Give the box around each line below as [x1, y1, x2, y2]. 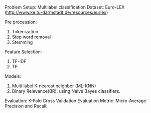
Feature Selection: [4, 49, 42, 55]
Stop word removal [11, 34, 51, 40]
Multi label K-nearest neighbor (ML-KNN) [11, 83, 96, 89]
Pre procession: [4, 19, 37, 25]
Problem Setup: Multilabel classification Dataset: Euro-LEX [4, 4, 125, 10]
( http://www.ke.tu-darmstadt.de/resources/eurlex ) [4, 9, 108, 15]
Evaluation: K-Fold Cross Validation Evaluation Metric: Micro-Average [4, 98, 147, 104]
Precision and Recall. [4, 103, 48, 109]
